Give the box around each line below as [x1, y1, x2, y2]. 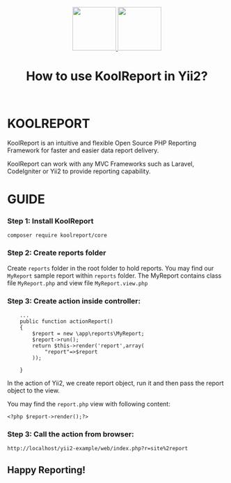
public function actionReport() [19, 317, 113, 325]
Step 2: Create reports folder [7, 248, 106, 258]
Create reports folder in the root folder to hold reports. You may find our [7, 264, 214, 272]
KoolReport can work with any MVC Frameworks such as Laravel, [7, 159, 195, 168]
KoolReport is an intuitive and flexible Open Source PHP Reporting [7, 138, 197, 147]
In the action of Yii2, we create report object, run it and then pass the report [7, 379, 224, 387]
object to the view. [7, 386, 61, 395]
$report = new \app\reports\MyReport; [32, 330, 145, 337]
